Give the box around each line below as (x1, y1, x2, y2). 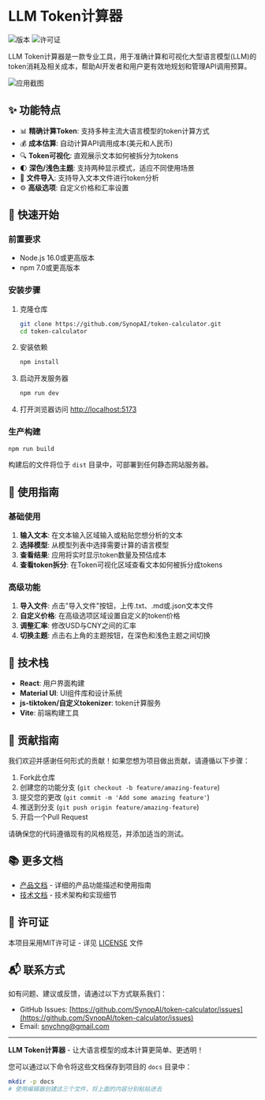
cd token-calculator (19, 327, 88, 336)
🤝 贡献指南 (8, 734, 59, 747)
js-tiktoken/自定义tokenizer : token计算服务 (19, 698, 162, 708)
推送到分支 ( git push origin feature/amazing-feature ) (19, 802, 200, 812)
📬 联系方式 (8, 963, 65, 977)
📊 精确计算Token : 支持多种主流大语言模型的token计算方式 (19, 126, 211, 135)
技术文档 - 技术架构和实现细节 (19, 890, 118, 899)
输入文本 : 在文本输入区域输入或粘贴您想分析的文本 (19, 531, 183, 540)
